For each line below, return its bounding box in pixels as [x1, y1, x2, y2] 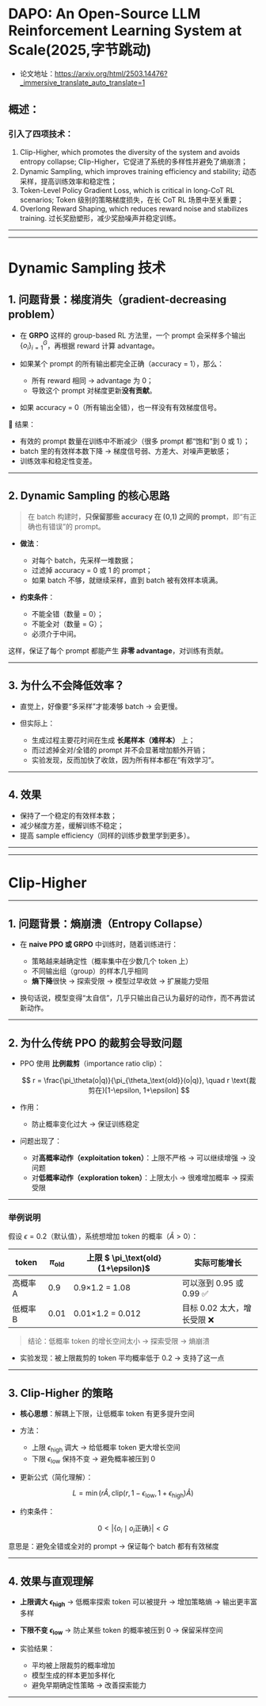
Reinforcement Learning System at [8, 21, 242, 40]
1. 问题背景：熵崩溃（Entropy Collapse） [8, 917, 209, 930]
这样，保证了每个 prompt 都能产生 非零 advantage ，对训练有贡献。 [8, 645, 228, 656]
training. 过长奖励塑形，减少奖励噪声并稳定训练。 [19, 213, 180, 222]
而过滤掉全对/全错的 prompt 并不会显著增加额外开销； [31, 745, 207, 755]
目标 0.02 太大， [181, 1302, 244, 1313]
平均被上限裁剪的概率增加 [31, 1660, 116, 1669]
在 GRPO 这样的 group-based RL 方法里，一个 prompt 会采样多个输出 [19, 331, 246, 340]
